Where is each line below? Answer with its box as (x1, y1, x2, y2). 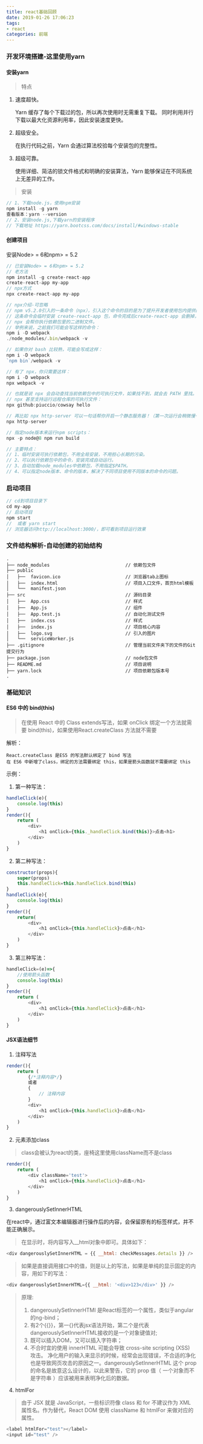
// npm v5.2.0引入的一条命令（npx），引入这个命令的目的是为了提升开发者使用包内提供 (6, 308, 196, 314)
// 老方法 (6, 268, 28, 275)
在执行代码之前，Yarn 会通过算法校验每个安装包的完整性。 (14, 142, 161, 149)
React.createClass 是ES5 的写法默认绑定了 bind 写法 (6, 752, 132, 758)
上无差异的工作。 (14, 175, 58, 182)
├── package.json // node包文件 (6, 655, 158, 661)
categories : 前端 (6, 31, 48, 37)
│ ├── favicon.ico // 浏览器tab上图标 (6, 573, 169, 580)
